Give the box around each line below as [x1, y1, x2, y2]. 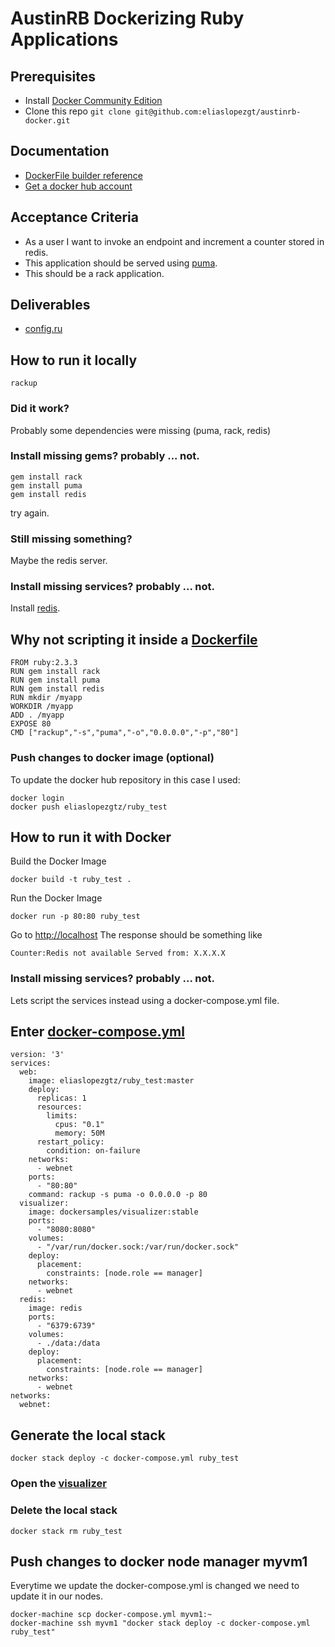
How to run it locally [10, 352, 138, 369]
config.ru [24, 323, 63, 335]
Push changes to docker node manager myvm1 [10, 1553, 308, 1570]
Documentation [10, 143, 110, 160]
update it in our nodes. [10, 1590, 104, 1602]
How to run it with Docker [10, 828, 172, 846]
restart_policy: [36, 1137, 105, 1147]
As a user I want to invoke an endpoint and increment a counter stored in [24, 235, 325, 247]
